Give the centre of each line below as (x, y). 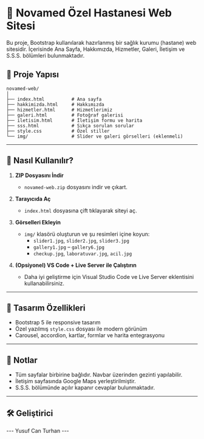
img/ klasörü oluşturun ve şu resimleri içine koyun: (87, 234)
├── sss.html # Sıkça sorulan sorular (70, 126)
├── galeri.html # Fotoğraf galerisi (65, 115)
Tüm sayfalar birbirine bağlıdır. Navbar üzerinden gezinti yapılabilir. (99, 375)
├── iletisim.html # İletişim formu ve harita (74, 120)
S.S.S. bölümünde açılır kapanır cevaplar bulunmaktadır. (85, 387)
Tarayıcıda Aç (33, 199)
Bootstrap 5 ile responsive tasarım (58, 323)
